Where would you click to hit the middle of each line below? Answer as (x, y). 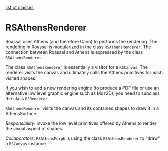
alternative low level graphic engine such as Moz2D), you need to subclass (83, 93)
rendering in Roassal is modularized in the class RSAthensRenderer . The (78, 47)
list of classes (19, 7)
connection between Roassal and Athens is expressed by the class (74, 52)
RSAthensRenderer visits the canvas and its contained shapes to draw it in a (82, 108)
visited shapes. (21, 78)
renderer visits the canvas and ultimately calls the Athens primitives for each (84, 72)
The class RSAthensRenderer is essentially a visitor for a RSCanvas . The (77, 67)
